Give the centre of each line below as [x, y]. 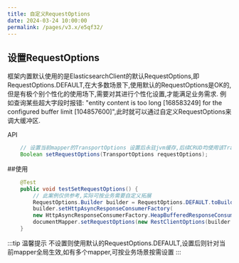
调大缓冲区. [24, 121]
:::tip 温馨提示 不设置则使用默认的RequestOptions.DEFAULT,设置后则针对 [113, 243]
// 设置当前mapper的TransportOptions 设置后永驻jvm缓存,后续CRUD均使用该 [122, 148]
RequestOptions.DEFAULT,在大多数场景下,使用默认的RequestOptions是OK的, [119, 85]
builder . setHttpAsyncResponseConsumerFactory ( [103, 209]
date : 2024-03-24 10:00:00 [47, 21]
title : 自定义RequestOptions [49, 14]
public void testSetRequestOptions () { [79, 189]
